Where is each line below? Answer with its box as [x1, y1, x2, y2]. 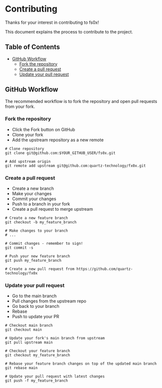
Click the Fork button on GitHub [12, 126, 75, 132]
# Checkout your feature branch [5, 349, 70, 354]
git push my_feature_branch [5, 258, 62, 263]
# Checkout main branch [5, 323, 53, 328]
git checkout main [5, 327, 42, 332]
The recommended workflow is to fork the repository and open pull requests [5, 98, 157, 104]
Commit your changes [12, 196, 57, 202]
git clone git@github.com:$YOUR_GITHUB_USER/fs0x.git [5, 151, 116, 155]
